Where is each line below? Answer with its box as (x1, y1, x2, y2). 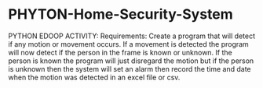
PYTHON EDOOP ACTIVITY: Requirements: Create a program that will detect (8, 31, 256, 40)
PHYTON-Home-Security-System (8, 5, 233, 23)
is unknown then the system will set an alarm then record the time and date (8, 64, 251, 73)
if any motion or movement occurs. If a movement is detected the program (8, 39, 249, 48)
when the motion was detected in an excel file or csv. (8, 72, 181, 82)
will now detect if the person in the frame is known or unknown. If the (8, 48, 233, 57)
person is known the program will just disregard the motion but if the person (8, 56, 254, 65)
